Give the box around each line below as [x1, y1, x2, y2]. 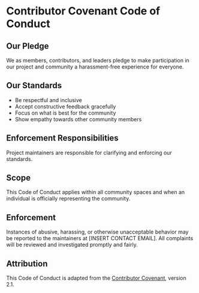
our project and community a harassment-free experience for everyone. [6, 63, 184, 70]
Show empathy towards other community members [14, 115, 142, 122]
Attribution [6, 258, 48, 268]
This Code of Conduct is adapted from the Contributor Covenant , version [6, 274, 187, 282]
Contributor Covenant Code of [6, 4, 161, 18]
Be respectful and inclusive [14, 96, 82, 103]
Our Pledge [6, 41, 49, 51]
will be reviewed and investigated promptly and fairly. [6, 241, 138, 249]
